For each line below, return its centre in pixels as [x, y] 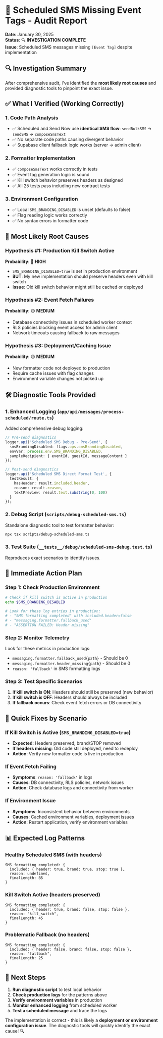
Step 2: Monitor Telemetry [37, 637]
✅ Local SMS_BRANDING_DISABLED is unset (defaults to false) [71, 209]
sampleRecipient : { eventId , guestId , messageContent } [68, 456]
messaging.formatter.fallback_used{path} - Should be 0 [70, 658]
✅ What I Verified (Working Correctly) [65, 104]
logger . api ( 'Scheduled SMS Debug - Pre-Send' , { [56, 442]
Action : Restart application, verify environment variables [70, 822]
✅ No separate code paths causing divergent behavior [68, 139]
